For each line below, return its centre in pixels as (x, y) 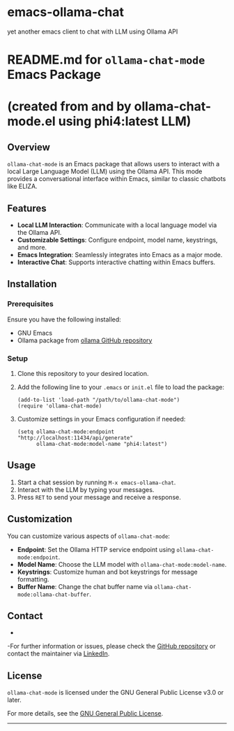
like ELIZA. (22, 187)
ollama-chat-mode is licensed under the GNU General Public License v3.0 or (116, 693)
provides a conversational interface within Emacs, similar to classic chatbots (117, 179)
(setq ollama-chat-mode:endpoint (66, 432)
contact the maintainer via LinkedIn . (58, 653)
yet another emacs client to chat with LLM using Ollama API (93, 31)
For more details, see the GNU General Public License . (85, 714)
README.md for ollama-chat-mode (106, 60)
